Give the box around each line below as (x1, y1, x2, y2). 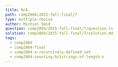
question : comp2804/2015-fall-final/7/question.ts (5, 26, 113, 31)
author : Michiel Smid (5, 21, 51, 27)
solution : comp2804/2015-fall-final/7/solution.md (5, 31, 113, 36)
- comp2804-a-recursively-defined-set (10, 49, 91, 54)
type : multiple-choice (5, 17, 53, 22)
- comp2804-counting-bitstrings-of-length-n (10, 54, 104, 59)
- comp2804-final (10, 45, 46, 50)
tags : (5, 36, 17, 41)
